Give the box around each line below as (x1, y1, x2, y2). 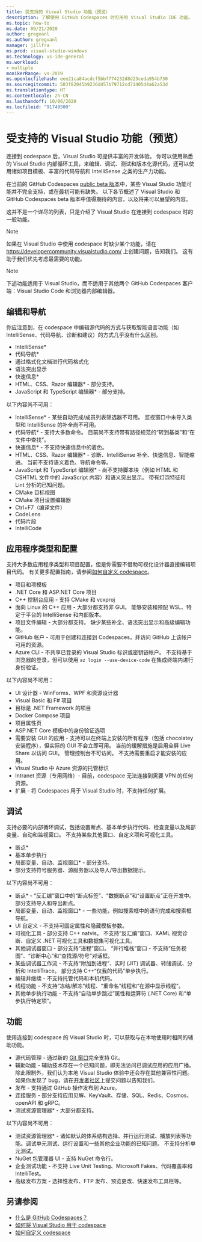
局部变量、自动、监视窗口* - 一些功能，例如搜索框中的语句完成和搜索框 (14, 907, 192, 914)
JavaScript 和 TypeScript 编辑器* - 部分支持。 (14, 388, 129, 395)
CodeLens (14, 511, 41, 518)
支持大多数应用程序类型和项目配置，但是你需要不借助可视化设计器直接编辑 (6, 561, 191, 568)
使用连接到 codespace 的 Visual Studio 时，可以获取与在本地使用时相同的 (6, 1033, 188, 1041)
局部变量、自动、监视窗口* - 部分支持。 (14, 859, 113, 866)
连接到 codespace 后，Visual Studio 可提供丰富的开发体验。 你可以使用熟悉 (6, 153, 194, 160)
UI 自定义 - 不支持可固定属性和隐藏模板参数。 (14, 922, 128, 929)
